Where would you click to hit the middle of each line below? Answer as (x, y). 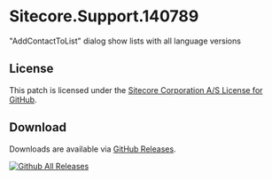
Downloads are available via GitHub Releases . (93, 149)
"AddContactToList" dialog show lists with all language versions (125, 41)
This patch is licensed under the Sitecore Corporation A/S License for (136, 90)
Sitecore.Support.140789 (104, 16)
